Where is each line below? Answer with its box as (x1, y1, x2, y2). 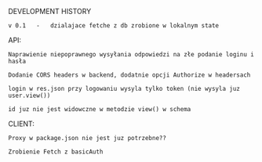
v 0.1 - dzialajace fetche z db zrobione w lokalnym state (8, 22, 220, 30)
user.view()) (8, 92, 51, 99)
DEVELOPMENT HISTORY (8, 7, 92, 16)
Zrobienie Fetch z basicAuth (8, 148, 104, 156)
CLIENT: (8, 119, 35, 128)
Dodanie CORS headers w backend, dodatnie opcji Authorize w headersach (8, 71, 251, 79)
